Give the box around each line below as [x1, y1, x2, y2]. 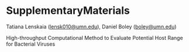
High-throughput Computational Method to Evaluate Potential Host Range [6, 34, 183, 41]
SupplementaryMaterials [6, 4, 130, 17]
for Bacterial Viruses [6, 40, 56, 47]
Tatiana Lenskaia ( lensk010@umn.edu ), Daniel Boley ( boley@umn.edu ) [6, 23, 177, 30]
